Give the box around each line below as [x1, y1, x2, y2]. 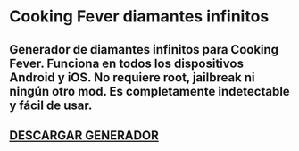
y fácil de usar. [9, 97, 93, 113]
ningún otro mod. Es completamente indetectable [9, 83, 290, 99]
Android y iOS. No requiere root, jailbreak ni [9, 70, 256, 85]
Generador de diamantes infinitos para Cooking [9, 42, 279, 57]
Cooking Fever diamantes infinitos [9, 6, 270, 27]
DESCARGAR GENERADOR [9, 128, 159, 143]
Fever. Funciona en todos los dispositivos [9, 55, 244, 71]
